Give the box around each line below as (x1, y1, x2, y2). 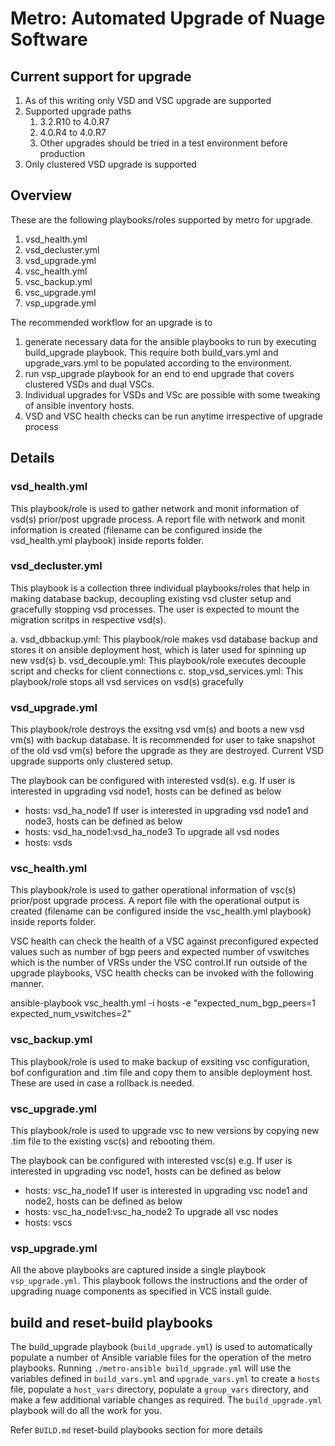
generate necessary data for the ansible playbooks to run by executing (24, 335, 317, 347)
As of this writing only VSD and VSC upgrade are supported (24, 95, 272, 106)
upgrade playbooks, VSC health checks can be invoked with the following (10, 967, 315, 979)
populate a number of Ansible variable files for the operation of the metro (10, 1352, 312, 1364)
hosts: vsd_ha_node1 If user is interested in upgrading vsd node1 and (24, 805, 309, 817)
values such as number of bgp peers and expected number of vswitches (10, 946, 310, 958)
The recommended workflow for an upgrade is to (10, 316, 213, 328)
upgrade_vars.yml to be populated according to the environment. (24, 357, 293, 369)
